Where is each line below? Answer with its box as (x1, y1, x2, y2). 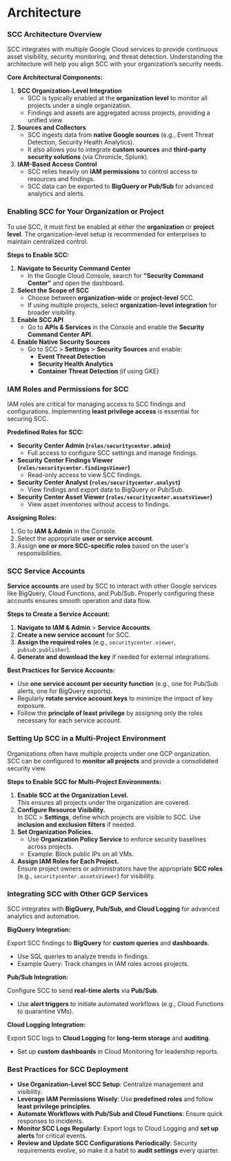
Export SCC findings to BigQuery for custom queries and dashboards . (7, 938, 210, 947)
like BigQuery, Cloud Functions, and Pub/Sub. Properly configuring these (7, 589, 214, 597)
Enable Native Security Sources (17, 337, 110, 346)
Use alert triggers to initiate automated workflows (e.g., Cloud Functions (17, 999, 224, 1007)
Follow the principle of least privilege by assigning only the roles (17, 709, 203, 717)
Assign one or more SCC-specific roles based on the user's (17, 541, 189, 550)
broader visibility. (27, 308, 77, 316)
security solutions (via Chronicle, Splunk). (27, 153, 150, 161)
